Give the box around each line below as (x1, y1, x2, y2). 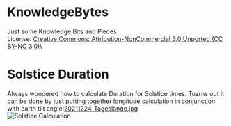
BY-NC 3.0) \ (7, 42, 42, 50)
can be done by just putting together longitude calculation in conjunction (7, 97, 216, 105)
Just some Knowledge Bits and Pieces (7, 27, 117, 36)
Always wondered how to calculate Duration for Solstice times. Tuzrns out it (7, 89, 225, 97)
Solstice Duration (7, 67, 109, 82)
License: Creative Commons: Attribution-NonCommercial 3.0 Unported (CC (7, 34, 223, 42)
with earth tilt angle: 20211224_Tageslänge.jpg (7, 104, 138, 112)
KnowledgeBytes (7, 4, 109, 20)
